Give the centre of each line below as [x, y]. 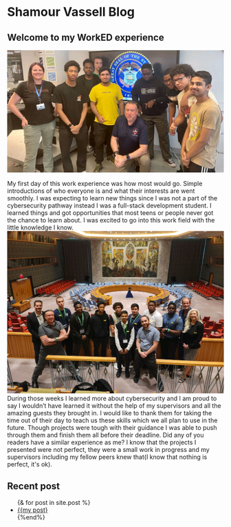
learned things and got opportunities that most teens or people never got [110, 213]
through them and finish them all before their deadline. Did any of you [106, 435]
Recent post [34, 486]
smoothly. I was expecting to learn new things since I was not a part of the [112, 198]
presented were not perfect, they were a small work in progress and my [108, 450]
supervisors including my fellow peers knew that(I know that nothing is [107, 457]
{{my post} [32, 510]
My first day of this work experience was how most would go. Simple [105, 183]
